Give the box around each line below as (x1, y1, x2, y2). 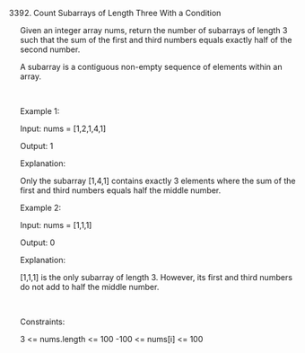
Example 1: (20, 106, 60, 116)
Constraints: (20, 316, 65, 327)
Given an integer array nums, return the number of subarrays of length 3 (20, 25, 288, 35)
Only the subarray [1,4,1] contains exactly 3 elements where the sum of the (20, 175, 296, 186)
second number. (20, 44, 81, 55)
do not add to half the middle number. (20, 282, 160, 292)
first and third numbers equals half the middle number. (20, 185, 222, 196)
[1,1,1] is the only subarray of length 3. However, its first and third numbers (20, 272, 293, 282)
